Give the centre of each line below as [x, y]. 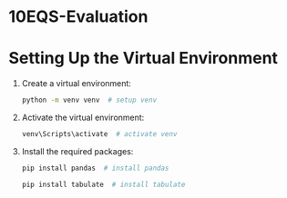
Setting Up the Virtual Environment [143, 59]
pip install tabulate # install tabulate [103, 184]
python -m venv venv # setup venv [89, 100]
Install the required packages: [77, 151]
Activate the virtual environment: [83, 117]
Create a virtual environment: [76, 84]
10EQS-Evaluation [78, 17]
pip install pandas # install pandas [95, 168]
